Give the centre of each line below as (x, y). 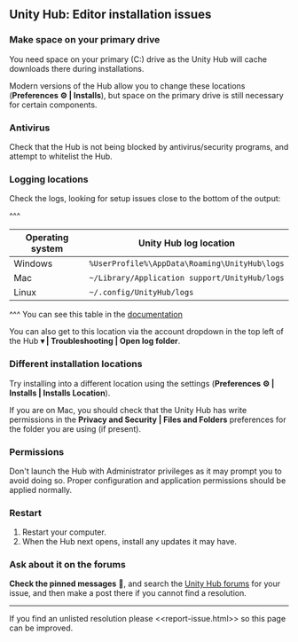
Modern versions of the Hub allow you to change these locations (127, 86)
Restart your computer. (64, 532)
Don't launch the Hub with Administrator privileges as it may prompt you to (145, 471)
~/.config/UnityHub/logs (141, 293)
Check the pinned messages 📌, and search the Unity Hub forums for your (145, 583)
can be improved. (41, 628)
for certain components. (53, 105)
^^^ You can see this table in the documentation (96, 315)
